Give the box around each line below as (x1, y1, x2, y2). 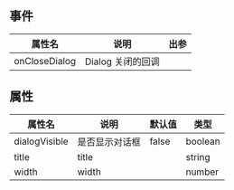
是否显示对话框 (77, 135, 142, 147)
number (185, 166, 220, 178)
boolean (185, 135, 220, 147)
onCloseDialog (14, 54, 77, 67)
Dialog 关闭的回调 (84, 55, 160, 68)
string (185, 150, 211, 163)
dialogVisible (14, 135, 70, 147)
